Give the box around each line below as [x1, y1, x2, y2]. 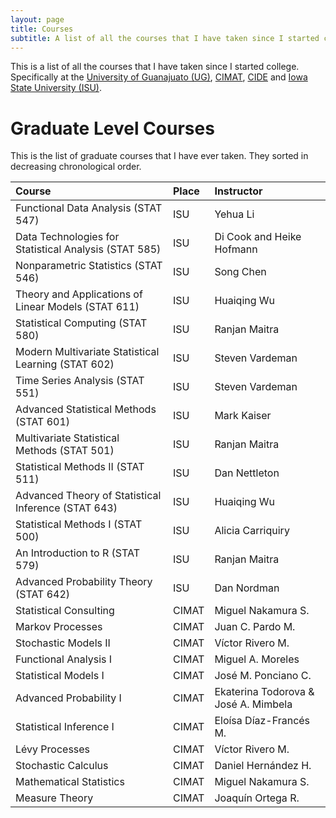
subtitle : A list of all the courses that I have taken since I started [10, 33, 320, 43]
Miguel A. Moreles [214, 652, 300, 666]
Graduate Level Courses [10, 117, 215, 140]
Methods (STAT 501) [15, 444, 115, 458]
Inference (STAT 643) [15, 501, 118, 515]
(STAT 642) [15, 587, 71, 601]
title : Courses [10, 24, 74, 34]
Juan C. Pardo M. [214, 620, 296, 634]
